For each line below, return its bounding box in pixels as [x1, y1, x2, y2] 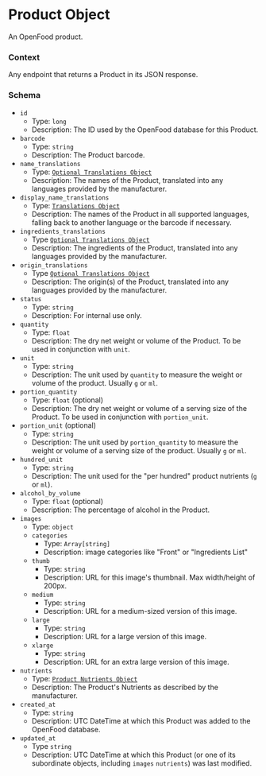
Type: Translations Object [31, 200, 121, 210]
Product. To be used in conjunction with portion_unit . [31, 412, 209, 421]
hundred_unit [19, 456, 64, 464]
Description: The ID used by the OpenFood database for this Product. [31, 125, 259, 134]
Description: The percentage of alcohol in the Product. [31, 505, 210, 514]
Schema [8, 90, 41, 101]
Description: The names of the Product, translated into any [31, 175, 224, 184]
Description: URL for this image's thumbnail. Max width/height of [43, 572, 256, 582]
